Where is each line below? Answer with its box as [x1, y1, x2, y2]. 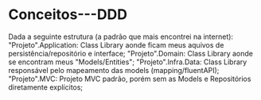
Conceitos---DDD [8, 6, 127, 24]
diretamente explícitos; [8, 82, 84, 92]
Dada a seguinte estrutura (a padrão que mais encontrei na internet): [8, 32, 233, 41]
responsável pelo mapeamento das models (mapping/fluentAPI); [8, 65, 220, 75]
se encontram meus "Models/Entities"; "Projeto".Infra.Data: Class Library [8, 57, 247, 67]
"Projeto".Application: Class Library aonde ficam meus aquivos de [8, 40, 224, 49]
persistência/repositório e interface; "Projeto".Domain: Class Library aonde [8, 48, 253, 58]
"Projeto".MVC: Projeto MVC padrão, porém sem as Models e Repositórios [8, 74, 251, 83]
